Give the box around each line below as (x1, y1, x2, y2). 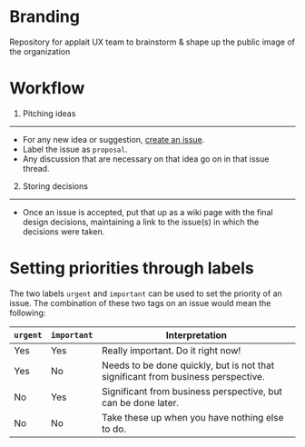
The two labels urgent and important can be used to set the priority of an (9, 288, 283, 299)
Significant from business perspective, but (101, 384, 283, 397)
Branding (9, 6, 80, 27)
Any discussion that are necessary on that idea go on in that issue (22, 153, 270, 164)
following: (9, 307, 46, 318)
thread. (22, 163, 50, 174)
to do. (101, 422, 127, 435)
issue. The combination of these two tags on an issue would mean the (9, 297, 271, 308)
